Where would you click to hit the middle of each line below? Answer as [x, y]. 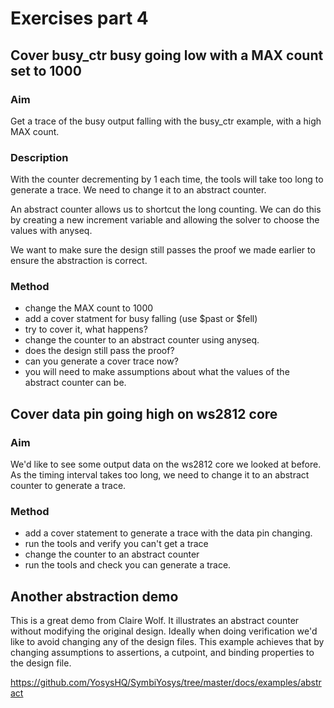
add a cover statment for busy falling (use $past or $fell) [141, 319]
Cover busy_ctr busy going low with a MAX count [167, 55]
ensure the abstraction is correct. [79, 261]
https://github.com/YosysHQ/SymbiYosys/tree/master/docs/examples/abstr [166, 683]
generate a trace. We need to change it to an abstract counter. [138, 190]
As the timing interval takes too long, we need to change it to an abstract [160, 475]
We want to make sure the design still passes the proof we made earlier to [163, 250]
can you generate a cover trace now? [101, 361]
